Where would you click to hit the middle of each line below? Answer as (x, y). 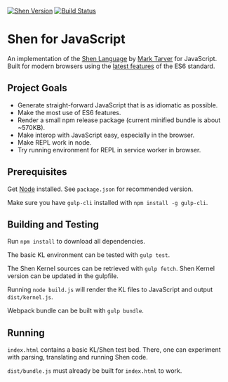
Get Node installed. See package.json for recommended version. (100, 189)
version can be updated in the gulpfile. (63, 276)
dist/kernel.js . (31, 297)
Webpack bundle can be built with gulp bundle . (75, 311)
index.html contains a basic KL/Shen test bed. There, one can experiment (114, 350)
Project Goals (38, 88)
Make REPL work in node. (54, 142)
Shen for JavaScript (66, 39)
